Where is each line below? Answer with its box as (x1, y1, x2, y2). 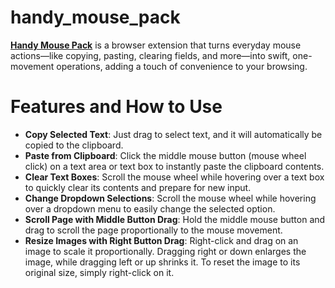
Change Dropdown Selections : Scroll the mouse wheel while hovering (24, 192, 317, 204)
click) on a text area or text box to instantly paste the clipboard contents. (24, 160, 325, 172)
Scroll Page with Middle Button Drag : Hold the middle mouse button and (24, 213, 326, 225)
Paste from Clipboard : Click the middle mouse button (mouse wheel (24, 149, 307, 161)
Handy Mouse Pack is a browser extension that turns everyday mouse (10, 39, 302, 51)
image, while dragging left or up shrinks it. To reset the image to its (24, 256, 301, 268)
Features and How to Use (10, 96, 223, 118)
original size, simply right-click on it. (24, 266, 175, 278)
